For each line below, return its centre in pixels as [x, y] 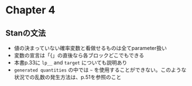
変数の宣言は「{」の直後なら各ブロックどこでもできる [79, 55]
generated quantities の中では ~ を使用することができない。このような [100, 70]
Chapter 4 [30, 10]
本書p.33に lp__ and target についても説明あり [71, 62]
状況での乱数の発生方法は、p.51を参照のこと [68, 77]
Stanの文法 [26, 33]
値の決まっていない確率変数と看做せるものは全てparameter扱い [90, 48]
